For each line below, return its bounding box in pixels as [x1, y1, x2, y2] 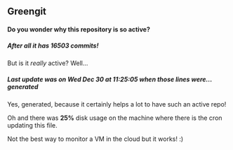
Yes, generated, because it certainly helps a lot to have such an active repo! [7, 100, 227, 108]
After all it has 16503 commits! [7, 41, 99, 50]
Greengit [7, 6, 47, 18]
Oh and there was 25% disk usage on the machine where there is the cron [7, 114, 222, 122]
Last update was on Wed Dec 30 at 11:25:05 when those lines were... [7, 75, 213, 83]
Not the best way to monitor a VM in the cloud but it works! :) [7, 135, 184, 143]
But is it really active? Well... [7, 59, 88, 67]
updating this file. [7, 121, 58, 129]
